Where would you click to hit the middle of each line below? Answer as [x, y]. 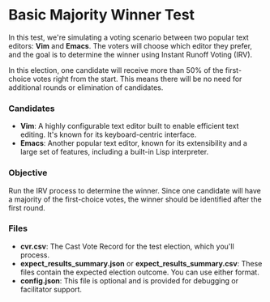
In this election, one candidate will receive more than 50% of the [116, 70]
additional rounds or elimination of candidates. [86, 87]
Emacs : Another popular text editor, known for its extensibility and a [133, 143]
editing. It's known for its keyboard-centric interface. [108, 134]
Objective [28, 173]
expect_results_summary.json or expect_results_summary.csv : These [141, 263]
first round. [27, 207]
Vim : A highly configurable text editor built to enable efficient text [129, 126]
